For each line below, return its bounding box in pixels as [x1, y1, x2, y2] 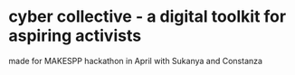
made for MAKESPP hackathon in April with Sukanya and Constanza [8, 55, 263, 66]
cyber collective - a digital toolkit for [8, 6, 287, 27]
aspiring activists [8, 25, 142, 46]
